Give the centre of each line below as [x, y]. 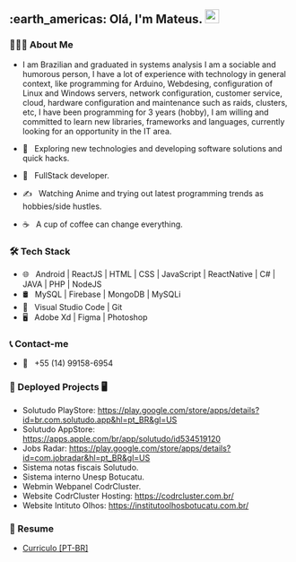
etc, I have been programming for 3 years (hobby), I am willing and [145, 112]
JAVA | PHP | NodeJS [62, 284]
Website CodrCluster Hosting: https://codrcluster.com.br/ [128, 496]
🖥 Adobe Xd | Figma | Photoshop [85, 317]
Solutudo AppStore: [59, 429]
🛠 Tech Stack [40, 251]
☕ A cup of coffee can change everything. [103, 224]
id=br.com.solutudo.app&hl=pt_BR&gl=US [100, 419]
